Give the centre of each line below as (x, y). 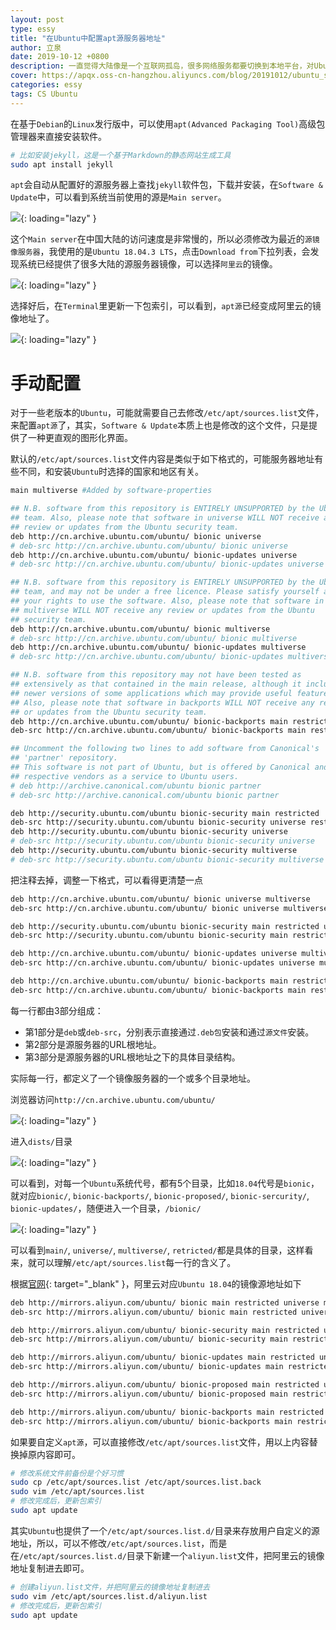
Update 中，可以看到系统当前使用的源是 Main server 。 (118, 197)
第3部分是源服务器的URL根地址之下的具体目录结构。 (132, 1057)
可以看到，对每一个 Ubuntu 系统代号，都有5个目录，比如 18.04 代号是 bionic (161, 1183)
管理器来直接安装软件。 (58, 136)
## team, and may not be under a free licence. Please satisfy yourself (165, 592)
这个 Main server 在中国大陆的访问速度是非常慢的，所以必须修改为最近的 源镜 (165, 239)
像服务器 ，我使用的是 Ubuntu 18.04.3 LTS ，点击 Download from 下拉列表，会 (160, 252)
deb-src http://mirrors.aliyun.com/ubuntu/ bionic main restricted (154, 1312)
